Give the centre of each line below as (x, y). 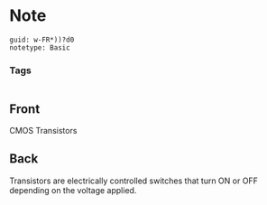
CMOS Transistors (43, 131)
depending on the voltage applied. (73, 190)
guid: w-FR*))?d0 (42, 40)
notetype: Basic (40, 47)
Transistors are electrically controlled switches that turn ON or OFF (134, 181)
